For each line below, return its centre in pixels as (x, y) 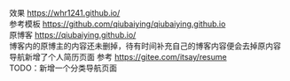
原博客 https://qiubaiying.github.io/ (73, 35)
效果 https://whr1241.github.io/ (65, 13)
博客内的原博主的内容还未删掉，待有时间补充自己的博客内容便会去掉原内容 (145, 46)
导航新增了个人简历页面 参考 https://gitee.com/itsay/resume (118, 57)
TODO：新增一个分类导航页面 (63, 68)
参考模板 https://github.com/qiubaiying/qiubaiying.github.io (118, 24)
